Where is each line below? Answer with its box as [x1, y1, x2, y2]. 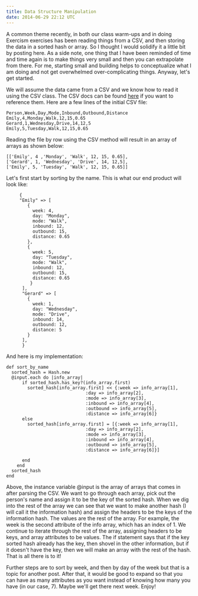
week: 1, [32, 301, 54, 307]
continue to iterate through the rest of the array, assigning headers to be [6, 527, 182, 534]
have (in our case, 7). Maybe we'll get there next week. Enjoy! [6, 582, 156, 589]
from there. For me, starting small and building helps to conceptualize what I [6, 62, 192, 69]
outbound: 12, [32, 321, 67, 327]
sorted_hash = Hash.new [11, 369, 70, 375]
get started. [6, 75, 34, 82]
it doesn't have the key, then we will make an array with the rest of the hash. [6, 546, 191, 553]
